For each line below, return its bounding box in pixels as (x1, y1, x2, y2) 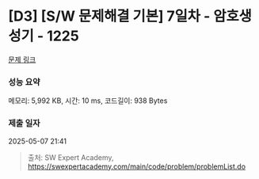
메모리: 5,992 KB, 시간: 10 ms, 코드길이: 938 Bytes (8, 96, 168, 105)
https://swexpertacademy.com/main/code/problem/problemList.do (27, 162, 246, 171)
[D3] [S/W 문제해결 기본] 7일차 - (8, 7, 211, 25)
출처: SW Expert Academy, (27, 152, 114, 162)
